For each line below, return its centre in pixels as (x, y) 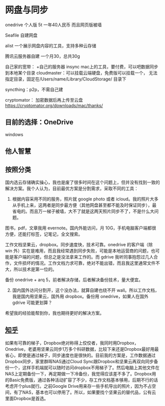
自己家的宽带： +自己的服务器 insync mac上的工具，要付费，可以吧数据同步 (82, 67)
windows (14, 134)
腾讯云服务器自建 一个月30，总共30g (42, 56)
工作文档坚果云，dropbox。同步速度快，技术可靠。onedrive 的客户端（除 (79, 244)
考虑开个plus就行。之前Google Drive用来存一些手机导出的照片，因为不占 (79, 386)
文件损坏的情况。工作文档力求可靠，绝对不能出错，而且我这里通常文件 (84, 263)
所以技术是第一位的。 (35, 269)
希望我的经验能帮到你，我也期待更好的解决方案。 (55, 313)
